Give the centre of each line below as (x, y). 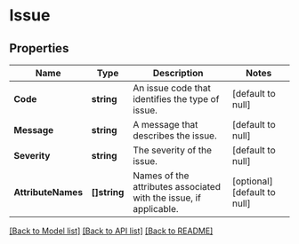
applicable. (156, 209)
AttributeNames (48, 192)
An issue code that (172, 88)
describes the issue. (175, 136)
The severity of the (172, 150)
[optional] (252, 181)
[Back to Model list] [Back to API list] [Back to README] (111, 231)
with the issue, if (167, 198)
